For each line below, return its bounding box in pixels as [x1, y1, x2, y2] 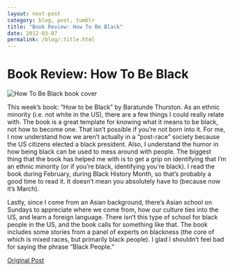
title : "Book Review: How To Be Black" [7, 23, 123, 30]
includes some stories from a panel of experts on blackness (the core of [7, 228, 215, 236]
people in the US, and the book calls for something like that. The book [7, 221, 208, 229]
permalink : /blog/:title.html [7, 36, 96, 43]
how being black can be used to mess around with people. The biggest [7, 147, 211, 156]
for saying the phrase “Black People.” [7, 242, 115, 251]
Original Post [7, 256, 45, 265]
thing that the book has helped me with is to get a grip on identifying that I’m [7, 155, 227, 163]
